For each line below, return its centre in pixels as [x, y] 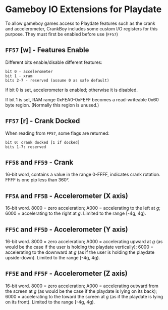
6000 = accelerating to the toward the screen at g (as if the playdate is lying [84, 296]
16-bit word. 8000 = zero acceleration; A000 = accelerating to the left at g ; [83, 208]
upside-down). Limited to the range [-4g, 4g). [53, 258]
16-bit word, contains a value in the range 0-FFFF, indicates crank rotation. [83, 175]
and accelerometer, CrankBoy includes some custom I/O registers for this [81, 28]
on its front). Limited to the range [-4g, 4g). [50, 302]
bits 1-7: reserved [26, 147]
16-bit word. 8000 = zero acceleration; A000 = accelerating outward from [82, 286]
